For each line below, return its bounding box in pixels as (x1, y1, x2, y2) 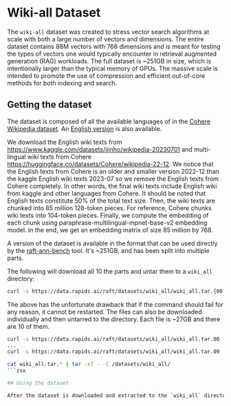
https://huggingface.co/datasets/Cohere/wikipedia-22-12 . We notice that (7, 160, 214, 168)
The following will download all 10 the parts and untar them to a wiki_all (7, 267, 213, 275)
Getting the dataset (7, 99, 92, 111)
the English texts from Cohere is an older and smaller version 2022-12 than (7, 167, 219, 175)
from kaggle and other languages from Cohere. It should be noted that (7, 189, 206, 197)
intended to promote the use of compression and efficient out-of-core (7, 71, 206, 80)
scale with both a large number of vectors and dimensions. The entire (7, 34, 204, 43)
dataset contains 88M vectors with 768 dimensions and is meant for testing (7, 42, 221, 50)
